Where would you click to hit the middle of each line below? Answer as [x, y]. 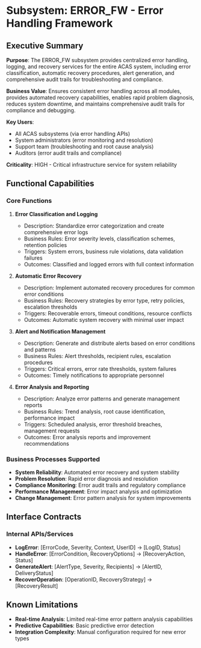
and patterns [40, 349]
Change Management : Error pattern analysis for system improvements [103, 498]
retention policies [45, 245]
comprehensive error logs [56, 232]
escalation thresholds [51, 307]
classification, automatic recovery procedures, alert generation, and [90, 73]
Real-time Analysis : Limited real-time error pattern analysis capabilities [104, 619]
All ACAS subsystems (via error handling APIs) [73, 134]
